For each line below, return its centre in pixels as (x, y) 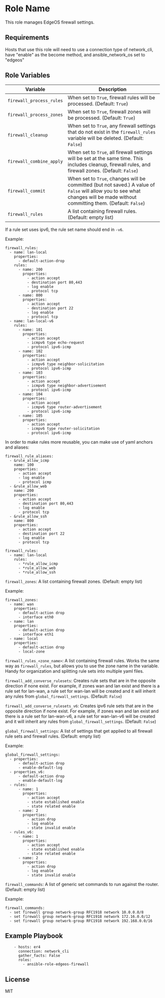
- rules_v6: (22, 832)
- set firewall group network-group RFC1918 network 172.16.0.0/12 (80, 916)
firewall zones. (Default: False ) (103, 171)
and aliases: (17, 447)
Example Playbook (34, 936)
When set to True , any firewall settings (112, 126)
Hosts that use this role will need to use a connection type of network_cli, (79, 49)
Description (112, 89)
